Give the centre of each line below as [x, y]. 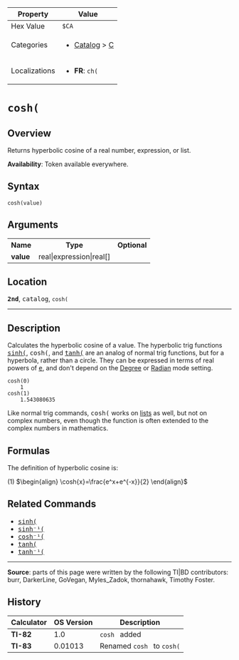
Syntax [23, 187]
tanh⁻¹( [31, 552]
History [24, 602]
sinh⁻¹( [31, 529]
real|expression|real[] [74, 256]
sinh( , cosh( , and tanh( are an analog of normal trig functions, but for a [116, 353]
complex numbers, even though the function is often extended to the [108, 421]
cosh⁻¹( [31, 537]
